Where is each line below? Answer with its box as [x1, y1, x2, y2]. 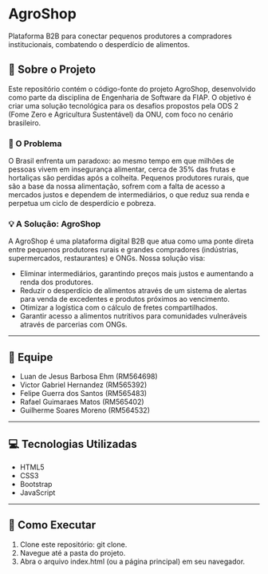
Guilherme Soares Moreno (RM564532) [19, 406, 150, 415]
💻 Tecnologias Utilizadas [8, 437, 137, 451]
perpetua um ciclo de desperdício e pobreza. [8, 199, 156, 208]
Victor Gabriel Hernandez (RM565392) [19, 380, 148, 390]
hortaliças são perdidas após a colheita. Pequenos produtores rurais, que [8, 173, 250, 183]
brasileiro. [8, 117, 41, 128]
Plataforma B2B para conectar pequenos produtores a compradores [8, 31, 233, 41]
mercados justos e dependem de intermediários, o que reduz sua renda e [8, 190, 250, 200]
